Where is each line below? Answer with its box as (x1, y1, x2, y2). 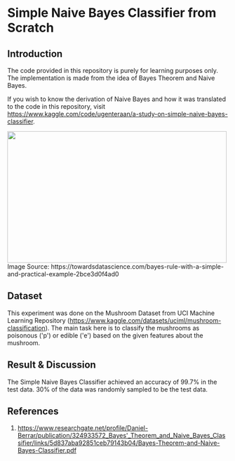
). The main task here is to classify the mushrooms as (45, 323, 200, 332)
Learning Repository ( (7, 316, 70, 324)
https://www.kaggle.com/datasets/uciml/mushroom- (69, 316, 222, 324)
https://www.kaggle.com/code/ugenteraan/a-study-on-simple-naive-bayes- (7, 110, 228, 118)
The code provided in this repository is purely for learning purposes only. (7, 67, 219, 74)
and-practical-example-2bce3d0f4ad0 (7, 270, 119, 278)
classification (7, 323, 46, 332)
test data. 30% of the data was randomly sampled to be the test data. (7, 385, 208, 394)
